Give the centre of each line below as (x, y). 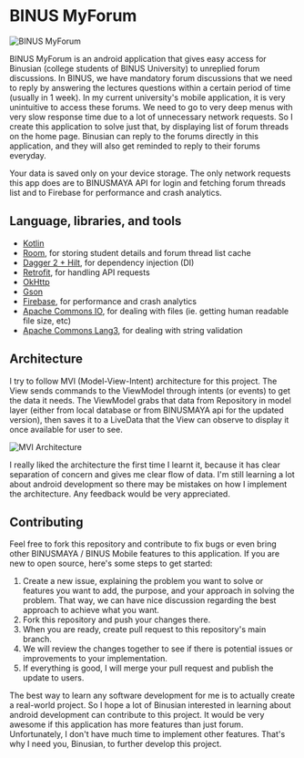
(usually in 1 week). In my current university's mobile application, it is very (147, 97)
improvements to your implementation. (95, 659)
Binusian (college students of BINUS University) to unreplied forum (135, 68)
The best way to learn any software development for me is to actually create (152, 696)
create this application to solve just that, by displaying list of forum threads (149, 126)
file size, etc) (46, 321)
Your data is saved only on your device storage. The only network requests (150, 173)
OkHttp (36, 282)
